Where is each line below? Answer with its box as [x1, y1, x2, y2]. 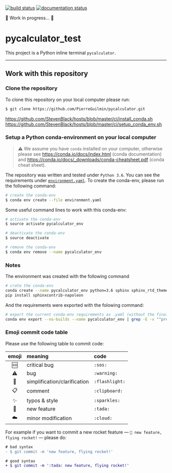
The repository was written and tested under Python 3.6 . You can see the [5, 172, 160, 178]
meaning [26, 352, 49, 360]
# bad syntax [5, 444, 33, 449]
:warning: [94, 370, 118, 376]
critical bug [26, 361, 54, 368]
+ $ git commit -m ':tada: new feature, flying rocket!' [5, 463, 130, 468]
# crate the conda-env [5, 283, 54, 288]
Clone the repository [5, 85, 58, 92]
